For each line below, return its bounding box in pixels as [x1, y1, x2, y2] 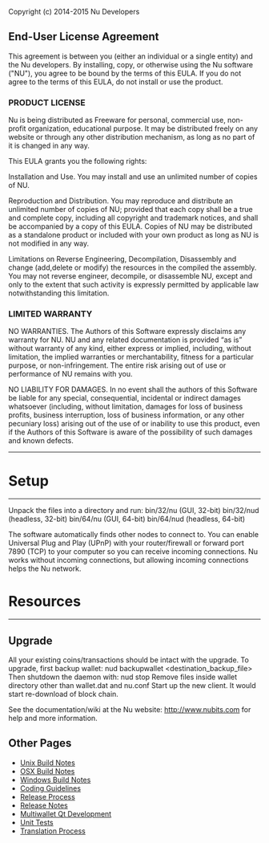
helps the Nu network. [8, 564, 82, 573]
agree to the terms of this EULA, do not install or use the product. [8, 76, 223, 87]
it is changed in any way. [8, 140, 90, 151]
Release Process [19, 792, 76, 801]
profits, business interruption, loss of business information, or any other [8, 410, 245, 420]
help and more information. [8, 714, 98, 723]
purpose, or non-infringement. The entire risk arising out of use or [8, 360, 227, 370]
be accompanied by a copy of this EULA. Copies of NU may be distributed [8, 222, 253, 231]
